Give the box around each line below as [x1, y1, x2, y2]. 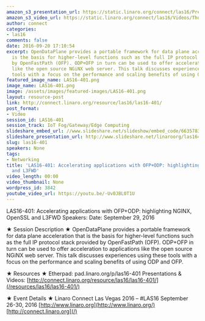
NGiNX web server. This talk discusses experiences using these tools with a [6, 251, 197, 259]
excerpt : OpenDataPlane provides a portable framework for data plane [6, 49, 190, 55]
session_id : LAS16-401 [6, 117, 64, 123]
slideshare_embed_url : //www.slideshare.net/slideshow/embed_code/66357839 [6, 128, 203, 134]
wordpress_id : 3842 [6, 185, 56, 191]
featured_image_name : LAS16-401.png [6, 77, 99, 83]
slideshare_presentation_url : [6, 134, 84, 140]
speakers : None [6, 145, 45, 151]
